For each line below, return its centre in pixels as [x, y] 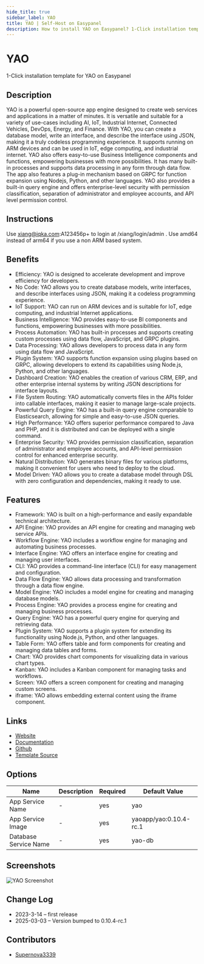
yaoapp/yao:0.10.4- [161, 819]
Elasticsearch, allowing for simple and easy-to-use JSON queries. [97, 416]
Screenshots [31, 866]
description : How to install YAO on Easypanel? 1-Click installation [96, 29]
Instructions [30, 219]
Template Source [36, 755]
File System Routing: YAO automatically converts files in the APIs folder [104, 397]
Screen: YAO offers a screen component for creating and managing [99, 682]
